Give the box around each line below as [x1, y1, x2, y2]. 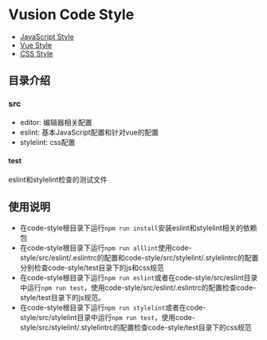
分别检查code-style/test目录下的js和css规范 [19, 263, 165, 272]
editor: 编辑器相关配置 [19, 117, 93, 127]
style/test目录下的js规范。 [19, 292, 105, 302]
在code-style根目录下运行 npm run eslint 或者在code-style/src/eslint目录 [19, 272, 258, 282]
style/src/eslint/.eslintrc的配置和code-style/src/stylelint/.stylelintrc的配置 [19, 252, 259, 262]
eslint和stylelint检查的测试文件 [8, 174, 108, 184]
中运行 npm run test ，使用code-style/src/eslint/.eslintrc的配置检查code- [19, 283, 257, 292]
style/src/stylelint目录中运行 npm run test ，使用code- [19, 312, 195, 322]
